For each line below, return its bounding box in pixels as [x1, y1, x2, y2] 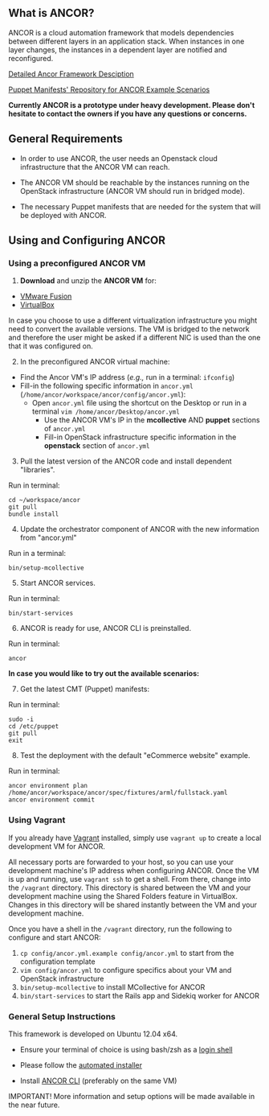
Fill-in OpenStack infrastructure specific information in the [43, 432, 237, 442]
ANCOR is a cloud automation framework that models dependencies [8, 27, 234, 37]
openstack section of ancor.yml [43, 441, 150, 451]
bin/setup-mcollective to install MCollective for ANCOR [19, 982, 206, 992]
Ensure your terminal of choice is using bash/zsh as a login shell [19, 1044, 233, 1054]
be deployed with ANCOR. [19, 210, 107, 220]
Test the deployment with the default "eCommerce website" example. [19, 751, 251, 760]
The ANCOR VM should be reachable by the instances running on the [19, 177, 251, 187]
